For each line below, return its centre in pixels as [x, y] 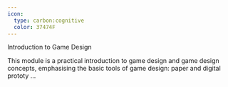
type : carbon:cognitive [49, 21]
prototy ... [22, 76]
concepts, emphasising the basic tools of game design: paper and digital [114, 69]
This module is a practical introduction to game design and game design [113, 61]
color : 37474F [35, 27]
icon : [15, 14]
